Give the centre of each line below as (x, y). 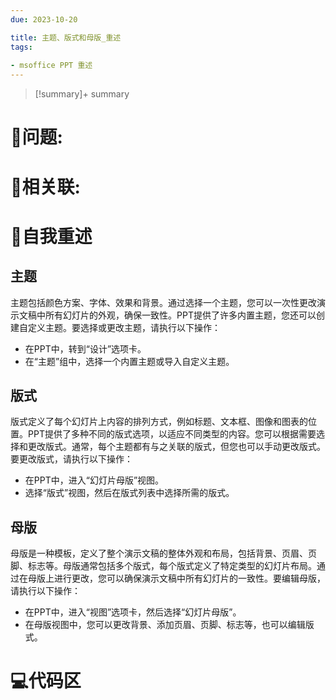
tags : (21, 47)
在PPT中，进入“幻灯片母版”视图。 (94, 480)
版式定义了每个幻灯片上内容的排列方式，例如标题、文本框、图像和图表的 (159, 422)
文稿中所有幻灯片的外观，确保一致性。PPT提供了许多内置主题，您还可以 (167, 315)
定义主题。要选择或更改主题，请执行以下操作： (124, 327)
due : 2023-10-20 (44, 19)
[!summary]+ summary (82, 94)
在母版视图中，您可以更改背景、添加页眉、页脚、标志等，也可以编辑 (165, 625)
